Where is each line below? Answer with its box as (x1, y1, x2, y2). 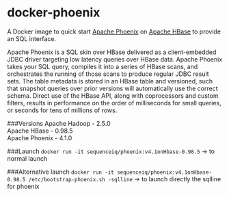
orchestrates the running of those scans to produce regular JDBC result (7, 70, 210, 78)
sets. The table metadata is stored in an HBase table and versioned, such (7, 77, 213, 85)
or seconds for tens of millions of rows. (7, 106, 118, 114)
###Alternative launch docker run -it (7, 168, 114, 176)
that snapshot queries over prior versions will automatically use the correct (7, 84, 218, 92)
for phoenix (7, 182, 40, 190)
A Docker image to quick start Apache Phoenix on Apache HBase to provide (7, 27, 221, 36)
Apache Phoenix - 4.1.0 (7, 133, 72, 142)
